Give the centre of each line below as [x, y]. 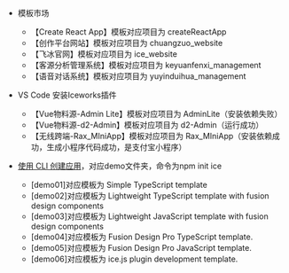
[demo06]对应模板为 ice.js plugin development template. [134, 259]
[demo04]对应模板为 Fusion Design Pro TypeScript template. [142, 237]
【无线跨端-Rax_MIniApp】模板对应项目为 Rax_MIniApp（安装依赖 [152, 136]
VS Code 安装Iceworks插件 [67, 95]
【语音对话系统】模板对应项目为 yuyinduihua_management [138, 76]
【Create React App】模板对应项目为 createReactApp [129, 32]
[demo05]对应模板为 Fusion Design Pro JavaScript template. [141, 248]
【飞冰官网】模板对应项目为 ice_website [104, 54]
